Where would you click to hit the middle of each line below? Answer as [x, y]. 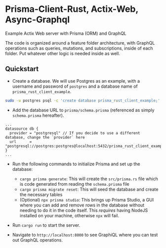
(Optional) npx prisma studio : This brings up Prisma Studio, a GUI [87, 199]
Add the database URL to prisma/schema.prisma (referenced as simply [83, 110]
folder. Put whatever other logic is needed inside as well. [62, 53]
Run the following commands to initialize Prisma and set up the [76, 164]
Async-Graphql [38, 20]
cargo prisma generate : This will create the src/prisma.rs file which [89, 179]
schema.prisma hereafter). [38, 115]
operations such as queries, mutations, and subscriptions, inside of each [79, 48]
